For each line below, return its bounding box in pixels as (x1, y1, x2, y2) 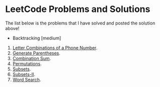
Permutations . (12, 60, 42, 66)
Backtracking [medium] (12, 35, 61, 41)
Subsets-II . (12, 71, 36, 77)
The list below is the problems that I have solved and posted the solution (5, 20, 155, 26)
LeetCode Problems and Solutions (5, 3, 150, 15)
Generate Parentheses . (12, 50, 60, 56)
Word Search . (12, 76, 41, 82)
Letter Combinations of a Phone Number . (12, 44, 98, 50)
